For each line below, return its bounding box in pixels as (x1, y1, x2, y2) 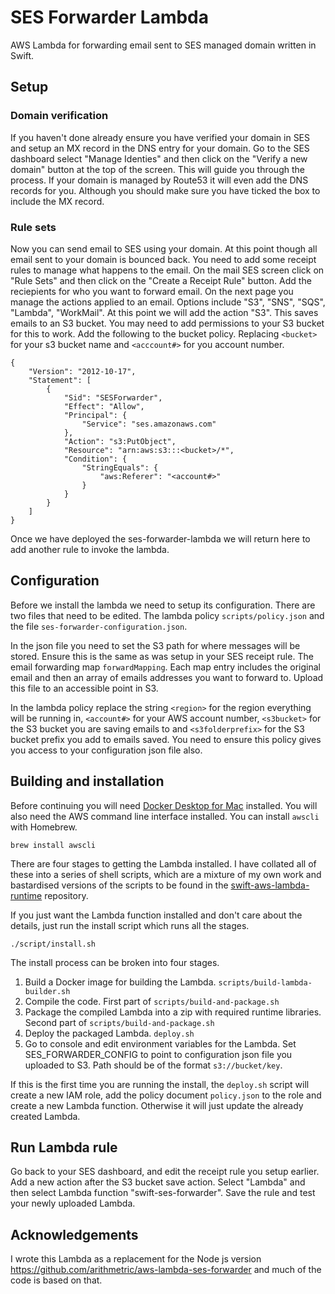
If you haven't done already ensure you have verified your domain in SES (10, 131, 311, 143)
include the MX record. (10, 195, 105, 207)
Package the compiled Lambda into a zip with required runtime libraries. (24, 1006, 322, 1018)
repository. (44, 889, 89, 901)
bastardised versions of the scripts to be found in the (10, 879, 229, 891)
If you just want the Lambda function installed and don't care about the (10, 909, 303, 921)
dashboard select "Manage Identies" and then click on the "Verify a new (10, 152, 308, 165)
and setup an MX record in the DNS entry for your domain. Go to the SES (10, 142, 310, 154)
